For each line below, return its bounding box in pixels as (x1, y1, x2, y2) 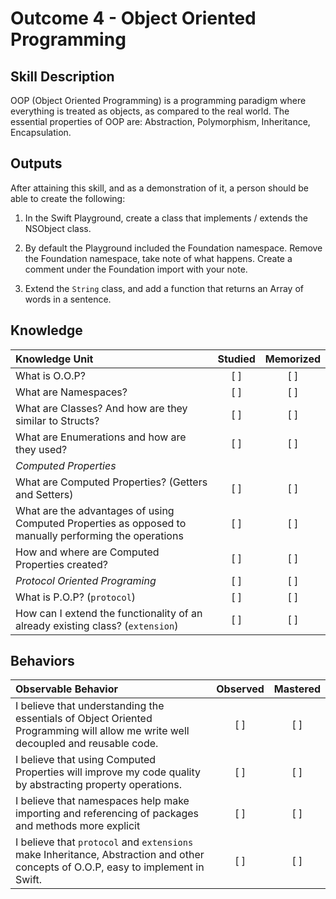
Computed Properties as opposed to (15, 516, 187, 530)
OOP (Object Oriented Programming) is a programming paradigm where (10, 95, 307, 106)
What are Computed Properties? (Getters (15, 475, 208, 489)
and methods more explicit (15, 819, 141, 833)
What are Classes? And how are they (15, 401, 188, 415)
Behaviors (10, 653, 75, 670)
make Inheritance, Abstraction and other (15, 848, 205, 862)
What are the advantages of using (15, 503, 175, 517)
